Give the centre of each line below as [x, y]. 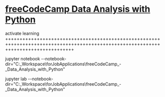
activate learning [22, 33]
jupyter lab [16, 79]
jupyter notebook [23, 58]
